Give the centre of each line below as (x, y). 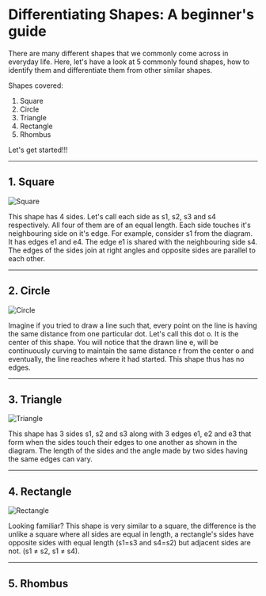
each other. (27, 258)
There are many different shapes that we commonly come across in (118, 53)
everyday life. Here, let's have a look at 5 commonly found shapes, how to (129, 62)
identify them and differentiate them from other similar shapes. (110, 70)
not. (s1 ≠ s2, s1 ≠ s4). (44, 551)
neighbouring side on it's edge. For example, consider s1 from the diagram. (131, 233)
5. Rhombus (38, 583)
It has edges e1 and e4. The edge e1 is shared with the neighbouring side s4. (133, 241)
